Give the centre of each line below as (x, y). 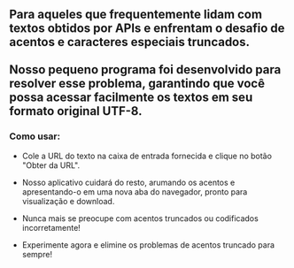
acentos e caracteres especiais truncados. (130, 42)
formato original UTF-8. (76, 111)
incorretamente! (51, 227)
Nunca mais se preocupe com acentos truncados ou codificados (140, 218)
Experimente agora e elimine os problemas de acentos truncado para (148, 245)
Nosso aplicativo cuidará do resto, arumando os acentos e (128, 182)
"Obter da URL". (51, 165)
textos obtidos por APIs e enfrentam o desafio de (147, 29)
